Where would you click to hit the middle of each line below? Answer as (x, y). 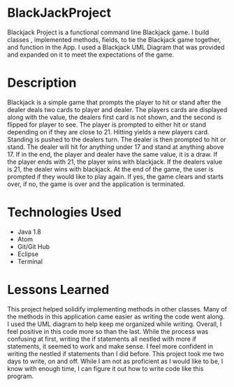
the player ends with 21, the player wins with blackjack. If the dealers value (115, 162)
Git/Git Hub (34, 246)
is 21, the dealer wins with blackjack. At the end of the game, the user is (110, 169)
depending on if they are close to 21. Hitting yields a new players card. (108, 132)
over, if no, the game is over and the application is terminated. (96, 184)
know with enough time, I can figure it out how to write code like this (105, 368)
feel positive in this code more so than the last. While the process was (108, 331)
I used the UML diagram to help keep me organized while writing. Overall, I (115, 324)
